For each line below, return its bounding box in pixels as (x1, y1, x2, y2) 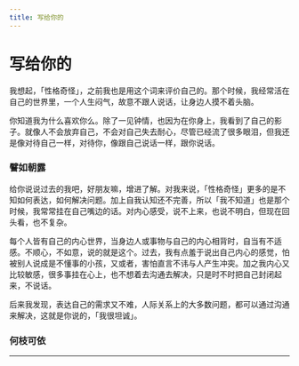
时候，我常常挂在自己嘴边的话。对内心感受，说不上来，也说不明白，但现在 (9, 205, 282, 216)
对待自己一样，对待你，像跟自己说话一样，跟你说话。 (24, 137, 220, 147)
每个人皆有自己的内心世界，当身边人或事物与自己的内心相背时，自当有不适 (9, 235, 282, 246)
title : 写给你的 (9, 12, 64, 22)
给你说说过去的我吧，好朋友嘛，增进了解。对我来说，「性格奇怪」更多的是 (9, 183, 279, 194)
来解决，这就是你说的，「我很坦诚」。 (9, 310, 142, 321)
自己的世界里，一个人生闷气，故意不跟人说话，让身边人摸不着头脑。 (9, 96, 259, 107)
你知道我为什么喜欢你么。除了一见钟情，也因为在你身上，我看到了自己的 (9, 115, 274, 125)
